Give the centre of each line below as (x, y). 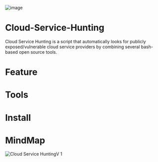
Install (18, 118)
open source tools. (38, 52)
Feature (21, 72)
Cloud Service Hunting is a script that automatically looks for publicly (76, 41)
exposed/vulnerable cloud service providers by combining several (73, 47)
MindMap (25, 140)
